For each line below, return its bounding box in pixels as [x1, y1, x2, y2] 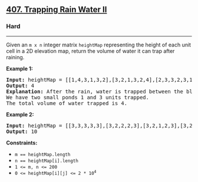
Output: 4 [6, 82, 34, 89]
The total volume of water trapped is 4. [6, 100, 128, 106]
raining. [6, 53, 25, 60]
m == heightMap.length [14, 151, 71, 157]
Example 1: [6, 65, 34, 72]
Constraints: [6, 139, 38, 146]
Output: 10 [6, 128, 38, 134]
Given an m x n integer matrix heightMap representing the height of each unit [6, 41, 192, 48]
